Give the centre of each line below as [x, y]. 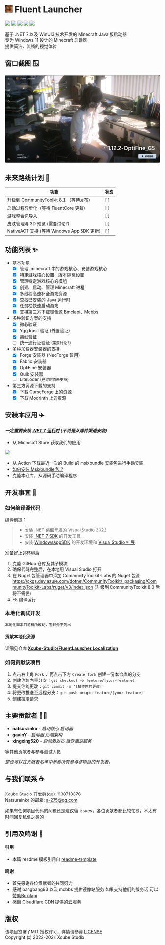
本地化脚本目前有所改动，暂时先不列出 [38, 625]
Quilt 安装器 [31, 374]
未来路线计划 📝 [27, 178]
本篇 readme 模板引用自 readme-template [54, 859]
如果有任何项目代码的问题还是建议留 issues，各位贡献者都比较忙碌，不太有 [81, 810]
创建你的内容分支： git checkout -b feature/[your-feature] [73, 680]
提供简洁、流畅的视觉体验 [31, 46]
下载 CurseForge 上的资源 [46, 392]
